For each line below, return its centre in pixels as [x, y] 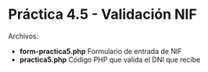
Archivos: [23, 36]
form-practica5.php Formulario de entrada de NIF [100, 51]
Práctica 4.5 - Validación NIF [102, 14]
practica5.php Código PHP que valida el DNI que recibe [110, 59]
